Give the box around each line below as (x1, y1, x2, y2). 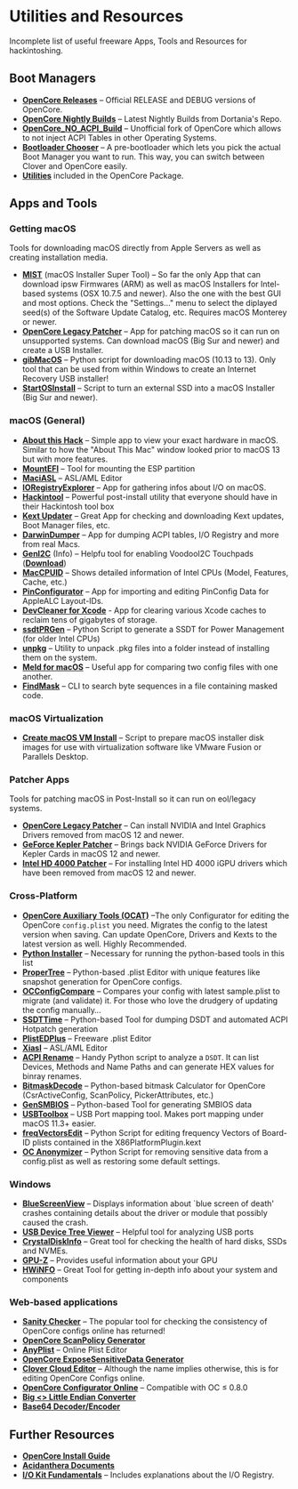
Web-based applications (9, 1296, 118, 1308)
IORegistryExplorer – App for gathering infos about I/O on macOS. (21, 482, 267, 493)
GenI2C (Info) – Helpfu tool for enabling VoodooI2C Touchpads (21, 548, 254, 559)
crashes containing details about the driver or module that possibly (21, 1207, 269, 1218)
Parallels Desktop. (21, 752, 89, 762)
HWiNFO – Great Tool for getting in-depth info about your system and (21, 1264, 278, 1275)
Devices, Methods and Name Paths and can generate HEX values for (21, 1061, 275, 1072)
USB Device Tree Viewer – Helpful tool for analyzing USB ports (21, 1226, 254, 1237)
